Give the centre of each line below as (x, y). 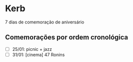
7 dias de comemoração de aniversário (45, 22)
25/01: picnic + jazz (32, 49)
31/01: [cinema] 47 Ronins (38, 55)
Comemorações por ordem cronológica (67, 37)
